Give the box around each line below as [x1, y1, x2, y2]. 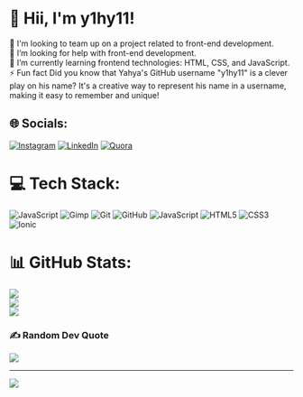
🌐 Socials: [9, 116, 69, 132]
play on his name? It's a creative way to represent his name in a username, [9, 80, 287, 91]
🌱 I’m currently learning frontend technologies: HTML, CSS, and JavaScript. [9, 57, 290, 68]
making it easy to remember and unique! [9, 89, 160, 100]
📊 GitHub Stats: [9, 252, 133, 272]
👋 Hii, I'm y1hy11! [9, 8, 135, 29]
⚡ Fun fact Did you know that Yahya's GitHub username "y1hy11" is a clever [9, 67, 289, 78]
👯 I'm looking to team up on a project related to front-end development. [9, 38, 274, 49]
